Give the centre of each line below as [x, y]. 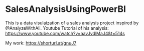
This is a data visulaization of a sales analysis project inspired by [72, 23]
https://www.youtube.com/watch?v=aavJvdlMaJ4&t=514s [65, 33]
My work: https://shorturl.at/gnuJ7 [41, 43]
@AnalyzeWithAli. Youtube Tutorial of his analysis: [57, 28]
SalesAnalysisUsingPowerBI [66, 9]
